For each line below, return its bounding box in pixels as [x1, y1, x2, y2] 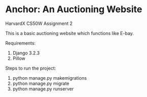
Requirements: [5, 40, 36, 46]
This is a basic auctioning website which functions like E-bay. [5, 30, 134, 36]
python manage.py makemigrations [12, 75, 87, 81]
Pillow [12, 55, 25, 61]
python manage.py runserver [12, 85, 74, 92]
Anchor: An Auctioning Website [5, 4, 142, 15]
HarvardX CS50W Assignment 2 [5, 20, 73, 26]
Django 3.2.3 [12, 50, 40, 56]
